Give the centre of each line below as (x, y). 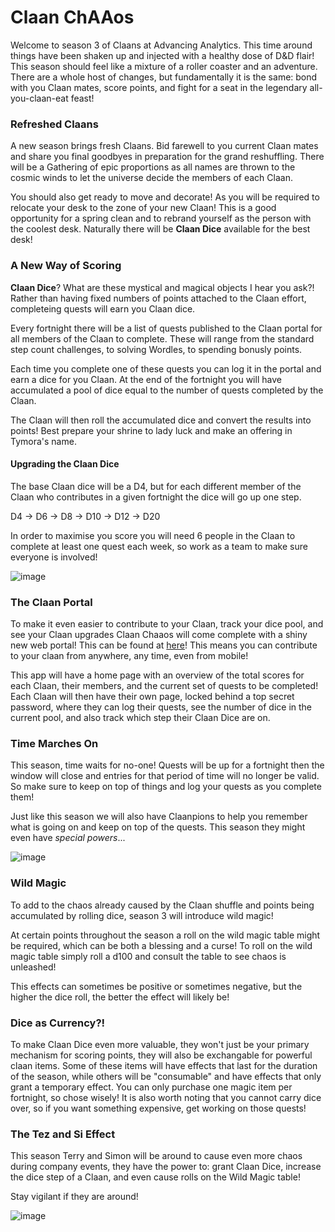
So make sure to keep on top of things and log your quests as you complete (166, 787)
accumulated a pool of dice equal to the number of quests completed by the (167, 390)
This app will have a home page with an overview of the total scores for (157, 675)
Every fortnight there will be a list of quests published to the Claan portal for (166, 328)
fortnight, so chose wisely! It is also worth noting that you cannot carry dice (166, 1097)
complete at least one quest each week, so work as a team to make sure (159, 546)
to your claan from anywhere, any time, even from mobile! (129, 656)
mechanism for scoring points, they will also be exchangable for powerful (161, 1055)
